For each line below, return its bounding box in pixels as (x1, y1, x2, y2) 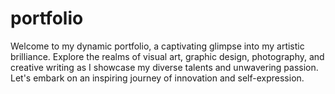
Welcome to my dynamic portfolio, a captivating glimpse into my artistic (10, 40, 305, 52)
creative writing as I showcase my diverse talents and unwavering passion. (10, 61, 319, 73)
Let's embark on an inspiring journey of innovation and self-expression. (10, 72, 305, 84)
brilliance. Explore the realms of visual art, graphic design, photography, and (10, 50, 325, 62)
